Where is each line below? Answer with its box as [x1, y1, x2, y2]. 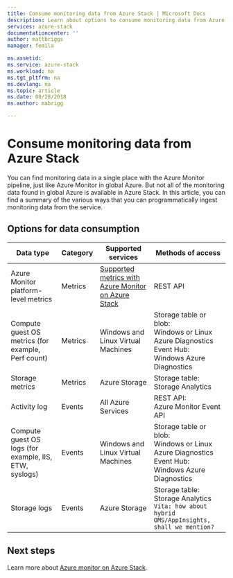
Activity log [10, 401, 48, 411]
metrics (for [10, 335, 49, 345]
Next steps [7, 545, 55, 557]
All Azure [99, 397, 130, 407]
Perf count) [10, 353, 49, 362]
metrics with [99, 272, 140, 282]
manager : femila [7, 42, 54, 49]
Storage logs [10, 503, 53, 513]
